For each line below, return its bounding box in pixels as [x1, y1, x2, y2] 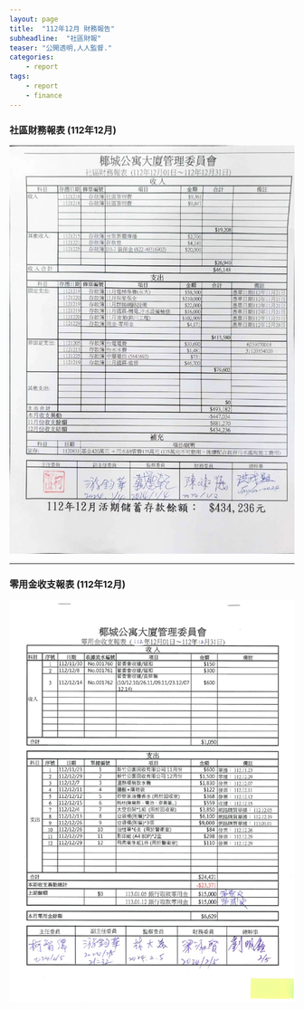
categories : [9, 52, 54, 62]
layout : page [9, 14, 59, 24]
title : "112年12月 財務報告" [9, 24, 115, 33]
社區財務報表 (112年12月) [9, 123, 117, 136]
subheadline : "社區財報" [9, 33, 102, 43]
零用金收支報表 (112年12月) [9, 577, 127, 590]
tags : [9, 72, 30, 81]
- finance [25, 91, 63, 100]
